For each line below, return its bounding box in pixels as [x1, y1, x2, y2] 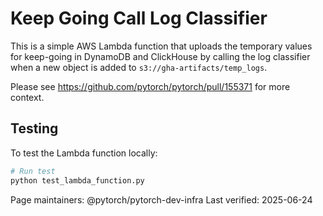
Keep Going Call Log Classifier [10, 7, 268, 30]
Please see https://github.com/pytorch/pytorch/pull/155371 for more [10, 80, 291, 92]
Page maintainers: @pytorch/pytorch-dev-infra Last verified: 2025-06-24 [10, 193, 313, 206]
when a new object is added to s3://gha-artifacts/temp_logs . [10, 61, 268, 73]
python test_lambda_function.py [10, 175, 145, 186]
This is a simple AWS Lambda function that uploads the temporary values [10, 40, 313, 52]
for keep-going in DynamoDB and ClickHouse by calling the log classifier [10, 50, 311, 62]
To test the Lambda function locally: [10, 147, 158, 159]
